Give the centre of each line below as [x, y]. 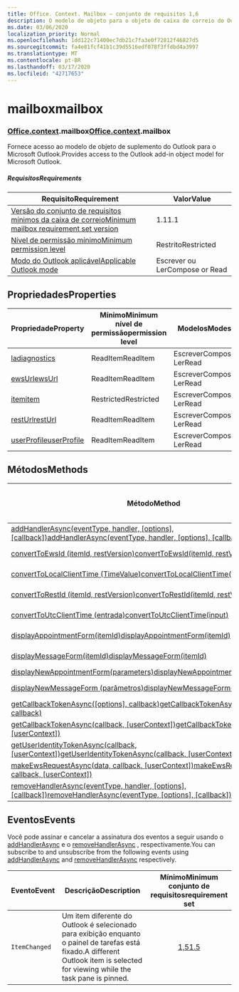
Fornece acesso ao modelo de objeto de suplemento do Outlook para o [112, 146]
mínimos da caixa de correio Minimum [74, 219]
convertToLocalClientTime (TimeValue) [76, 574]
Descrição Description [103, 891]
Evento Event [33, 891]
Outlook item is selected [102, 961]
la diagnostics [33, 358]
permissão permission [129, 333]
